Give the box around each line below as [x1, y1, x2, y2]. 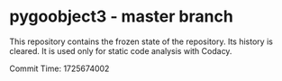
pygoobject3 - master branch [9, 6, 234, 27]
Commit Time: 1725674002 [9, 63, 110, 74]
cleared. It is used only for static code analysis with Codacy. [9, 45, 232, 56]
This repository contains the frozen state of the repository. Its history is [9, 36, 273, 47]
